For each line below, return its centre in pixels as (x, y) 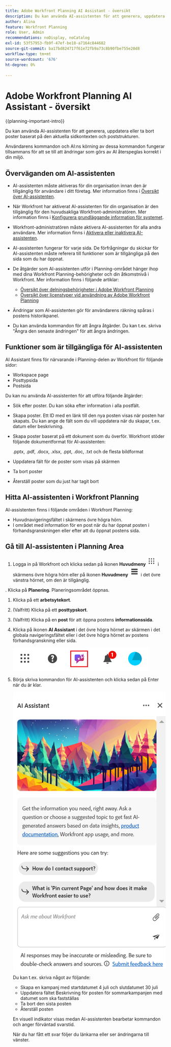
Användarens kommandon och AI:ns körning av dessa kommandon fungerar (85, 146)
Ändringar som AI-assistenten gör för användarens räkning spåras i (83, 310)
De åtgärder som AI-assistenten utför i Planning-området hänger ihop (85, 269)
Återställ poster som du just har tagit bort (56, 481)
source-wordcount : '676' (32, 59)
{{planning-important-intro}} (35, 121)
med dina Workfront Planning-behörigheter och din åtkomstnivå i (81, 274)
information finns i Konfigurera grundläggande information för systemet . (88, 217)
